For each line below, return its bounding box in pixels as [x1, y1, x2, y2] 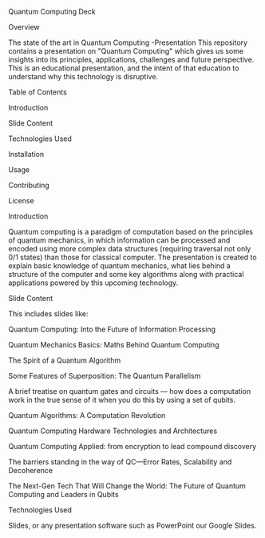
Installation [8, 150, 45, 159]
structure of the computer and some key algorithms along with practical [8, 270, 244, 279]
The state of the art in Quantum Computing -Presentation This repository [8, 38, 248, 47]
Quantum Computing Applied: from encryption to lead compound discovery [8, 442, 257, 451]
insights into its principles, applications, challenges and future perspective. [8, 55, 255, 64]
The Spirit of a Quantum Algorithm [8, 355, 121, 365]
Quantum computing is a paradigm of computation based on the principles [8, 227, 254, 236]
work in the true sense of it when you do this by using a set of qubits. [8, 395, 236, 404]
